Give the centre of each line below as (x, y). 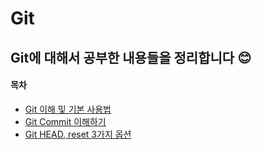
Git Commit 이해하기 (65, 121)
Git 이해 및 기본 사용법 (68, 109)
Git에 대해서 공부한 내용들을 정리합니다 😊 (131, 57)
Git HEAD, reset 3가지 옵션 (78, 134)
